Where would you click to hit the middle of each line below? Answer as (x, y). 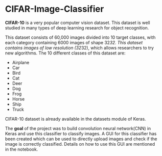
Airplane (21, 62)
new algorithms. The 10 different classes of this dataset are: (65, 53)
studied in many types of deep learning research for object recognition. (77, 27)
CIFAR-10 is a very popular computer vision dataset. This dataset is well (78, 23)
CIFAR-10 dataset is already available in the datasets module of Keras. (76, 119)
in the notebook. (22, 149)
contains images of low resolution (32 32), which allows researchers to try (80, 48)
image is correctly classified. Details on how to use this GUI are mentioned (80, 144)
